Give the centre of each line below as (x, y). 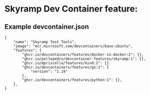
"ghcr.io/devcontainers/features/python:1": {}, (72, 80)
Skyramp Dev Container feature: (71, 9)
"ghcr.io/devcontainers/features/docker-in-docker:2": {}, (83, 54)
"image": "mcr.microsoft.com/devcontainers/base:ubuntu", (73, 46)
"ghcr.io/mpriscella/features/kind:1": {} (66, 63)
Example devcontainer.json (47, 27)
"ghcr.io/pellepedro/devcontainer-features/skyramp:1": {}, (84, 59)
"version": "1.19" (49, 71)
